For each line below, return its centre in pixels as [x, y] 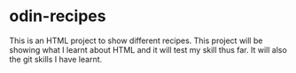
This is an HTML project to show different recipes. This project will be [136, 40]
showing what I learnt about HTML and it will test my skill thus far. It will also [148, 49]
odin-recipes [58, 16]
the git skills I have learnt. [56, 59]
